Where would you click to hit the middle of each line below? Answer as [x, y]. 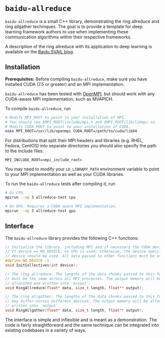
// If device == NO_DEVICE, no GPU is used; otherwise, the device [76, 252]
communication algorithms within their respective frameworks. [68, 37]
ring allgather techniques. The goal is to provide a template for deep [74, 27]
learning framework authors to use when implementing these [67, 31]
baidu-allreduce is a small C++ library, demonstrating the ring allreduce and [82, 21]
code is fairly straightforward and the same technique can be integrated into [82, 325]
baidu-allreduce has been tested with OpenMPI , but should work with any [80, 94]
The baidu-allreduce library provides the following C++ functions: [72, 238]
